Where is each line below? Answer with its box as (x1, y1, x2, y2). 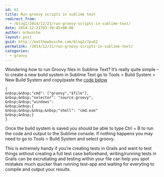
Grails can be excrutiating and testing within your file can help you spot (5, 156, 149, 162)
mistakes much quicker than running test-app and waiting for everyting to (5, 161, 155, 167)
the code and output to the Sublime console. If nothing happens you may (5, 131, 153, 137)
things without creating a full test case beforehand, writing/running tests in (5, 151, 157, 157)
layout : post (5, 35, 32, 40)
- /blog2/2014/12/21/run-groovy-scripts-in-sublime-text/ (9, 21, 131, 26)
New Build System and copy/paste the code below (5, 77, 107, 83)
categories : (5, 48, 30, 53)
